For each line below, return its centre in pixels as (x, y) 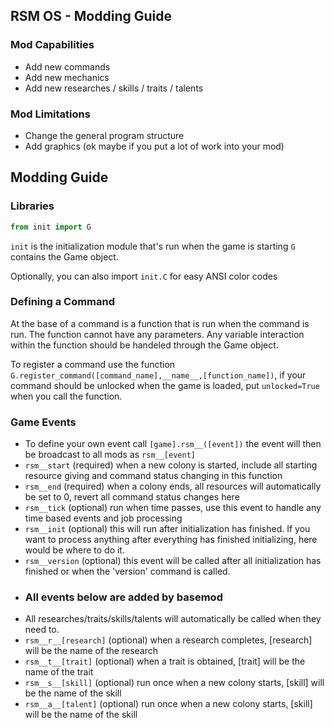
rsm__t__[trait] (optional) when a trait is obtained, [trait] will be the (165, 661)
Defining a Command (63, 302)
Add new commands (67, 66)
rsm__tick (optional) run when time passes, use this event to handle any (173, 508)
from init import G (51, 227)
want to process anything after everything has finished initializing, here (171, 540)
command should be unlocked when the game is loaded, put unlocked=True (165, 385)
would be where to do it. (74, 550)
